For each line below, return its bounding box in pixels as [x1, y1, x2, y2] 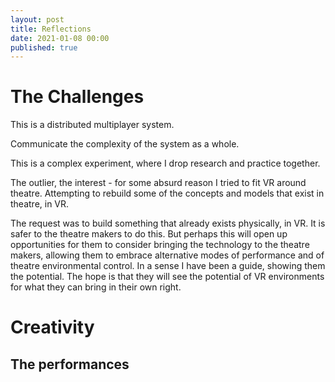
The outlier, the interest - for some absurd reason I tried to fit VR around [10, 177, 307, 189]
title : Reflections [10, 24, 92, 34]
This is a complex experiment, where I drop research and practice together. [10, 157, 321, 170]
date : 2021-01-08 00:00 [10, 33, 110, 43]
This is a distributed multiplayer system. [10, 119, 175, 131]
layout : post [10, 14, 65, 25]
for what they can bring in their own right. [10, 281, 182, 293]
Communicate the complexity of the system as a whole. [10, 138, 240, 150]
